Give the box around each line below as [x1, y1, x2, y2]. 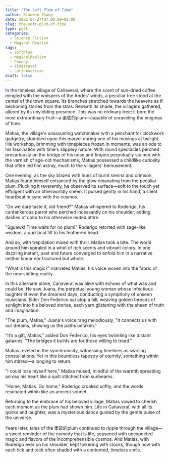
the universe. [5, 414, 33, 421]
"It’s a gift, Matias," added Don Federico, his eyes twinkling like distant [5, 332, 151, 338]
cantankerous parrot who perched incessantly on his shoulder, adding [5, 209, 151, 215]
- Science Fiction [10, 36, 49, 41]
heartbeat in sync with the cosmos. [5, 193, 79, 200]
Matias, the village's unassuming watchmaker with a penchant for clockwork [5, 130, 164, 136]
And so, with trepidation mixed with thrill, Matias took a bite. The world [5, 239, 152, 245]
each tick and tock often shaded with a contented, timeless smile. [5, 446, 142, 453]
